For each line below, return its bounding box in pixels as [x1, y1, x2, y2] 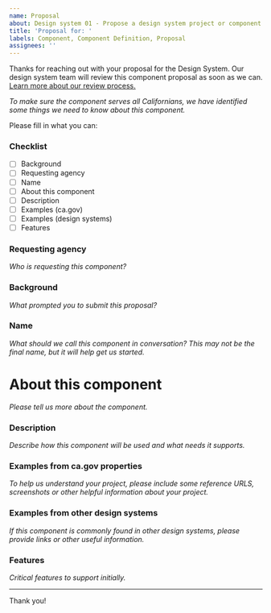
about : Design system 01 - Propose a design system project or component [9, 19, 262, 27]
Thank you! [9, 595, 47, 605]
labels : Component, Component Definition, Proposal [9, 34, 186, 43]
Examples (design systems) [20, 213, 113, 223]
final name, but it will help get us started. [9, 347, 145, 357]
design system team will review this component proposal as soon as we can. [9, 72, 263, 82]
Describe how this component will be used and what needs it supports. [9, 441, 245, 450]
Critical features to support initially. [9, 573, 126, 582]
